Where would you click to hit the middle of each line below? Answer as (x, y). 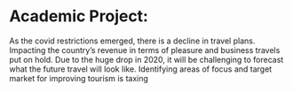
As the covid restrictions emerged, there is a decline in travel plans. (132, 41)
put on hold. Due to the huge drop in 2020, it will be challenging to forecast (146, 59)
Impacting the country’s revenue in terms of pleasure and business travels (145, 50)
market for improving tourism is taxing (79, 78)
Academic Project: (79, 16)
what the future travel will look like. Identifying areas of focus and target (141, 69)
